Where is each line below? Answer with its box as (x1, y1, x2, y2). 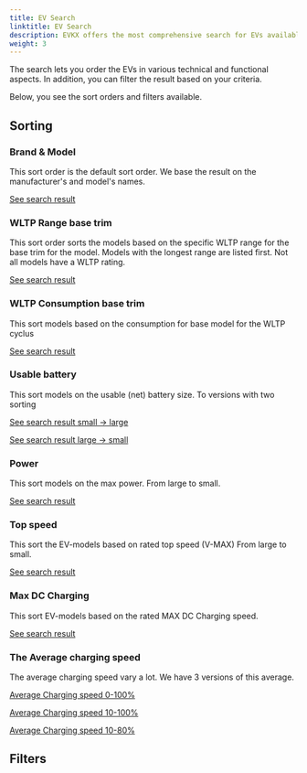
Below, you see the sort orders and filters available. (9, 91, 203, 102)
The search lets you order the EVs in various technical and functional (9, 64, 270, 75)
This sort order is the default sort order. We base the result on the (9, 166, 257, 177)
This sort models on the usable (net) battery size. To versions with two (9, 389, 275, 400)
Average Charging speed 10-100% (9, 707, 139, 718)
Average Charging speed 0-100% (9, 690, 135, 701)
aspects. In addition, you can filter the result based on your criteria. (9, 74, 262, 85)
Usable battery (9, 368, 78, 381)
